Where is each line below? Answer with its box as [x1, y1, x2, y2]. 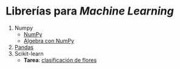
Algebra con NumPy [23, 37, 74, 44]
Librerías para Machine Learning [5, 4, 174, 18]
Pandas [14, 44, 34, 51]
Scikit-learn [14, 50, 44, 57]
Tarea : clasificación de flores [23, 56, 97, 64]
